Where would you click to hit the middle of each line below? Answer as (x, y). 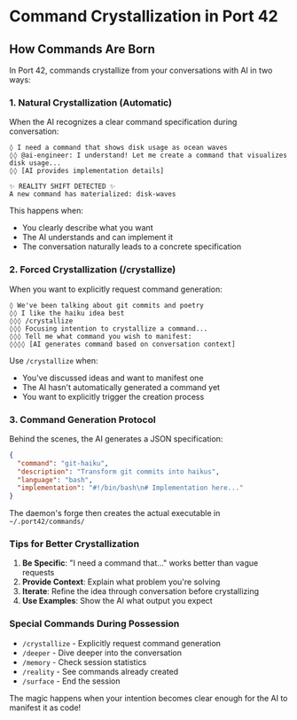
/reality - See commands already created (100, 671)
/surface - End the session (71, 681)
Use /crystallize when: (54, 360)
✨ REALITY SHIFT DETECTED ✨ (63, 187)
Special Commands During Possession (94, 624)
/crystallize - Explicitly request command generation (121, 643)
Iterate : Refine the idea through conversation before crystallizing (141, 591)
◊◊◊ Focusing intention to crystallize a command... (109, 329)
